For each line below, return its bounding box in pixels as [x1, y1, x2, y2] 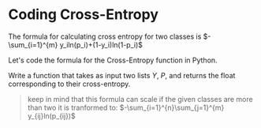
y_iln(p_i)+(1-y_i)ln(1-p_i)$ [59, 40, 144, 49]
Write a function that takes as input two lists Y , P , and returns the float [8, 70, 236, 80]
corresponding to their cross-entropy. [8, 79, 131, 88]
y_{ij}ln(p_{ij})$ [27, 111, 76, 120]
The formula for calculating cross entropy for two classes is [8, 32, 202, 41]
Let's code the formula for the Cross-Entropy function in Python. [8, 55, 218, 65]
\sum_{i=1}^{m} [8, 40, 58, 49]
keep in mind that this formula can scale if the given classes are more [27, 94, 254, 104]
